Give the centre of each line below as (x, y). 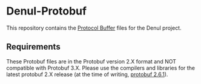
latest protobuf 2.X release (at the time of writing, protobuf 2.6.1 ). (87, 74)
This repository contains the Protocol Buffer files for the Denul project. (94, 28)
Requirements (33, 47)
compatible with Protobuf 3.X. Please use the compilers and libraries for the (101, 68)
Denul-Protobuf (46, 11)
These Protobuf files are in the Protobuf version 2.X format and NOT (91, 61)
